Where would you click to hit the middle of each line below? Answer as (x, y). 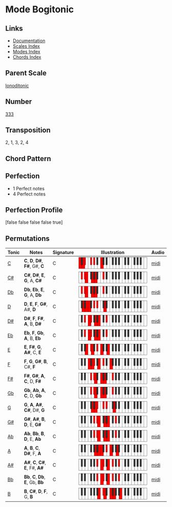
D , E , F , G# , (36, 304)
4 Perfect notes (29, 194)
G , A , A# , (34, 405)
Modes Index (26, 52)
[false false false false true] (34, 222)
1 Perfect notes (29, 188)
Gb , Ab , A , (35, 391)
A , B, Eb (32, 338)
